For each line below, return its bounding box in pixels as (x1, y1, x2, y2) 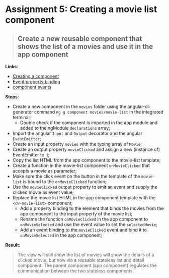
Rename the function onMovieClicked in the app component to (20, 216, 148, 222)
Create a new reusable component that (17, 34, 142, 43)
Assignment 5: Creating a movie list (5, 4, 157, 15)
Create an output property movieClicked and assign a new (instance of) (12, 146, 160, 152)
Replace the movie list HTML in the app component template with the (12, 195, 156, 200)
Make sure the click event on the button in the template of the (12, 173, 140, 179)
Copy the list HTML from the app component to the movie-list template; (12, 157, 161, 163)
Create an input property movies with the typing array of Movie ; (12, 141, 142, 147)
